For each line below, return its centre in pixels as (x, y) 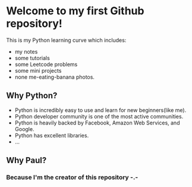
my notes (26, 51)
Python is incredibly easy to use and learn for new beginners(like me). (100, 110)
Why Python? (32, 96)
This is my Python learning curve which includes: (66, 40)
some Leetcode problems (46, 64)
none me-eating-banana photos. (55, 77)
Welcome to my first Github (75, 11)
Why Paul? (26, 160)
